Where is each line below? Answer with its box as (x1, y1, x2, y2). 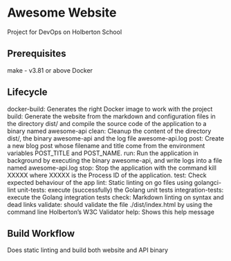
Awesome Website (7, 5, 117, 21)
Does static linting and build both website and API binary (7, 246, 168, 254)
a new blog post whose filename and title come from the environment (7, 141, 205, 150)
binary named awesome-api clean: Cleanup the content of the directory (7, 127, 212, 135)
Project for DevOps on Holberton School (7, 28, 122, 36)
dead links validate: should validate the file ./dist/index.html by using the (7, 200, 213, 208)
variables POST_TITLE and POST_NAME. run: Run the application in (7, 149, 199, 157)
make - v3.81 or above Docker (7, 66, 93, 74)
